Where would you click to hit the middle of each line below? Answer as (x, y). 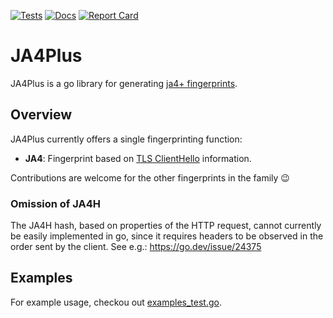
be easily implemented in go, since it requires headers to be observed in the (167, 236)
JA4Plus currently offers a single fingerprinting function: (126, 139)
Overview (41, 115)
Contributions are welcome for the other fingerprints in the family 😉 (150, 177)
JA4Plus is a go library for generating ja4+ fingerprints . (124, 83)
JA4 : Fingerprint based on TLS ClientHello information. (138, 158)
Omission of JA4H (55, 203)
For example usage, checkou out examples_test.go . (116, 302)
